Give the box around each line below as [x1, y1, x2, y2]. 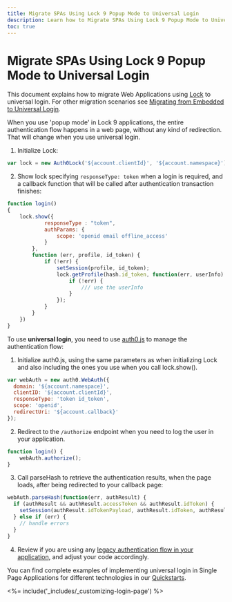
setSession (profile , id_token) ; [56, 264, 150, 272]
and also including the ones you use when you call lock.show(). [17, 363, 198, 371]
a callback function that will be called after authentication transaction [17, 180, 214, 188]
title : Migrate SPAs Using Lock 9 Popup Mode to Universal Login [7, 10, 199, 17]
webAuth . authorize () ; [19, 454, 81, 462]
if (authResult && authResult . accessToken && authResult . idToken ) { [13, 500, 215, 508]
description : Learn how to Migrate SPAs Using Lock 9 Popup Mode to [7, 17, 209, 23]
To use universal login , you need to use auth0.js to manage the [7, 335, 188, 343]
